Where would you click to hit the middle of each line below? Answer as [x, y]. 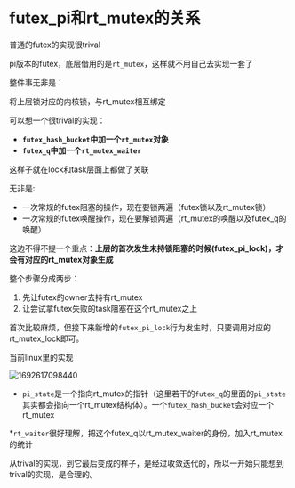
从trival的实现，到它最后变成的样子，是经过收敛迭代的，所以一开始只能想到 [147, 463]
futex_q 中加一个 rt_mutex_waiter [82, 150]
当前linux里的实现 [41, 357]
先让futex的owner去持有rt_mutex [82, 297]
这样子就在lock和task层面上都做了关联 [79, 169]
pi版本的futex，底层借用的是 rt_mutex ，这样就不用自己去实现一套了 [131, 63]
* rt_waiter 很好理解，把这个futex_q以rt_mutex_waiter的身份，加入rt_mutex [146, 433]
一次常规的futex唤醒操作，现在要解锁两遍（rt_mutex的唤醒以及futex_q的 [154, 218]
